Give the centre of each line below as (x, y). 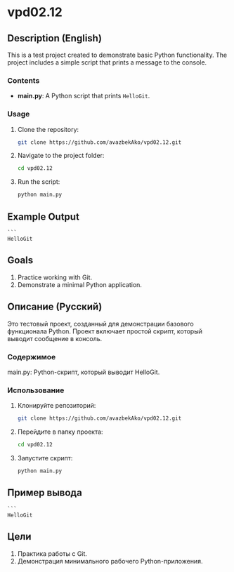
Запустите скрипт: (45, 458)
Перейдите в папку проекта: (60, 432)
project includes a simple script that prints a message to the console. (107, 62)
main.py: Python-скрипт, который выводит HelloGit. (84, 372)
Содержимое (32, 357)
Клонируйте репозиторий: (57, 406)
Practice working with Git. (55, 277)
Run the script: (39, 182)
